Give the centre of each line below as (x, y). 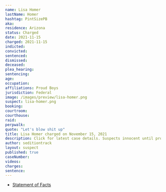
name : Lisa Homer (23, 10)
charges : (14, 166)
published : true (22, 152)
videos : (13, 161)
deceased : (15, 65)
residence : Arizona (25, 28)
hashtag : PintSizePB (26, 19)
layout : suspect (22, 148)
